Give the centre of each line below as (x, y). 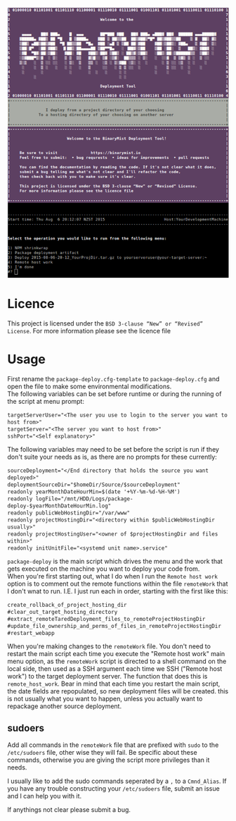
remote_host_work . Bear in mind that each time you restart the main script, (114, 684)
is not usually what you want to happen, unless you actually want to (105, 698)
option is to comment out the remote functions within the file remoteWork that (118, 584)
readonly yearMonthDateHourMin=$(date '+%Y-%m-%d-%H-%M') (94, 492)
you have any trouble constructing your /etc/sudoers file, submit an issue (113, 789)
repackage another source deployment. (64, 706)
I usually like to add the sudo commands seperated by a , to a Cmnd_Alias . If (117, 781)
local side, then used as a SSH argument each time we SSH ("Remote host (115, 668)
